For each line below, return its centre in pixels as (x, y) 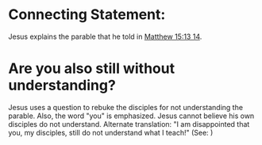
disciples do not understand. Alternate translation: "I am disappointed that (129, 124)
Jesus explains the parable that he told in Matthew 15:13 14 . (105, 36)
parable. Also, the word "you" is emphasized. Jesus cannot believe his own (131, 116)
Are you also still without (92, 69)
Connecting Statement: (87, 15)
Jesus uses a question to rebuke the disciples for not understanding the (126, 107)
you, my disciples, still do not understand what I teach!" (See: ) (111, 132)
